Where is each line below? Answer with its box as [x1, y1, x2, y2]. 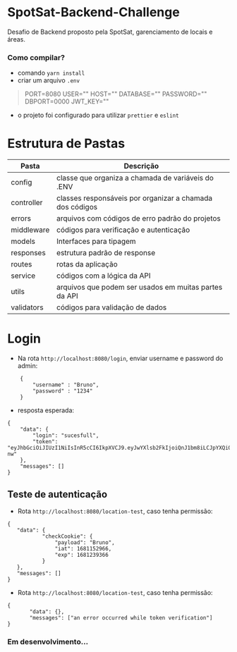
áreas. [7, 35, 26, 43]
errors [11, 214, 32, 223]
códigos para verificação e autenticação [56, 225, 190, 235]
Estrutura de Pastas [7, 135, 126, 152]
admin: [17, 362, 38, 370]
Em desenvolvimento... [7, 636, 89, 646]
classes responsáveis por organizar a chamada [56, 193, 213, 203]
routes [11, 259, 32, 269]
